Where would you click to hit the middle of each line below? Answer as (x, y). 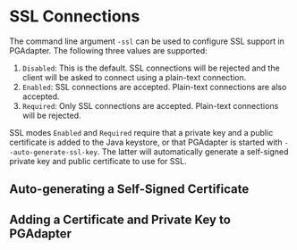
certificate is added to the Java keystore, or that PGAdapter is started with (146, 142)
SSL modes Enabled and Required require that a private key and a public (141, 132)
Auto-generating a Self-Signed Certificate (129, 189)
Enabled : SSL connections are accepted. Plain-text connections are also (154, 87)
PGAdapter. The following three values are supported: (108, 50)
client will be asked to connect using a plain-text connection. (134, 77)
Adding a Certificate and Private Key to (120, 219)
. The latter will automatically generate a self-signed (193, 151)
